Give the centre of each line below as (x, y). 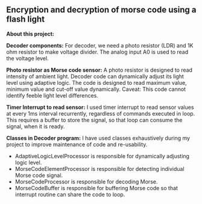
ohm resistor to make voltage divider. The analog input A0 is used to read (97, 52)
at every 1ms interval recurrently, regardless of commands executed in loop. (101, 113)
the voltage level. (28, 58)
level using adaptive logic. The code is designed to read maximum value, (96, 82)
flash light (26, 20)
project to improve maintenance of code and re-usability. (77, 144)
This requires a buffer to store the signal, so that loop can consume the (94, 120)
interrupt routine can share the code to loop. (70, 194)
